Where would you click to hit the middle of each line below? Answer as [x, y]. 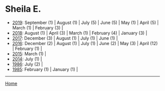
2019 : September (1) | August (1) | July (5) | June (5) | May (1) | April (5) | [85, 23]
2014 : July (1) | [27, 59]
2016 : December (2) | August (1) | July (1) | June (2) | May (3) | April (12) [85, 43]
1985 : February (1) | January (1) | [45, 69]
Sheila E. [23, 9]
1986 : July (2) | [27, 64]
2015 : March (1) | [29, 54]
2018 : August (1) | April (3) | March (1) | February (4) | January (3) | [80, 33]
